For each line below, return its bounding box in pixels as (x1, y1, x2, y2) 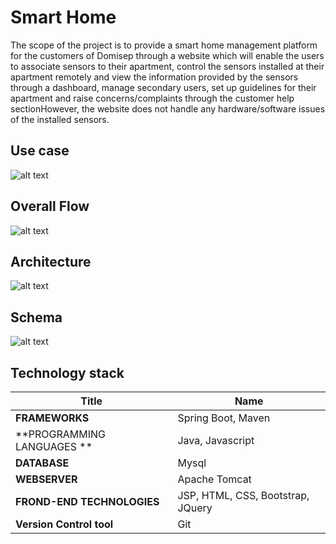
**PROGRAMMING (15, 427, 106, 441)
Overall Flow (10, 198, 90, 215)
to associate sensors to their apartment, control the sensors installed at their (10, 60, 325, 72)
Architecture (10, 253, 92, 270)
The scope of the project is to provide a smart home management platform (10, 39, 318, 51)
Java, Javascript (177, 434, 255, 447)
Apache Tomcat (177, 472, 252, 486)
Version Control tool (15, 517, 114, 531)
